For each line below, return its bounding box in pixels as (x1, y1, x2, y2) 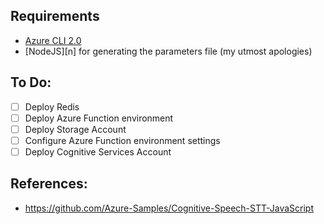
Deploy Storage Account (24, 123, 127, 135)
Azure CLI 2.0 (24, 34, 82, 46)
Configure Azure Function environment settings (24, 134, 221, 146)
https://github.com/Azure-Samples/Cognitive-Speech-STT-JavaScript (24, 202, 315, 214)
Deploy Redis (24, 100, 80, 113)
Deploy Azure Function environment (24, 112, 174, 124)
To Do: (10, 74, 52, 91)
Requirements (10, 8, 100, 25)
